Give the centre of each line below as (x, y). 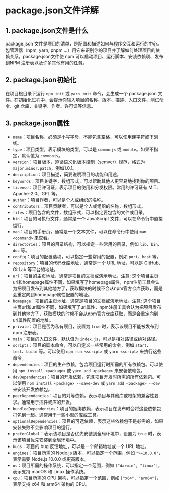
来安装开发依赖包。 (32, 389)
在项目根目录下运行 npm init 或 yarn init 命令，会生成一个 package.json (81, 93)
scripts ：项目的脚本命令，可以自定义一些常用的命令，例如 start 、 (82, 345)
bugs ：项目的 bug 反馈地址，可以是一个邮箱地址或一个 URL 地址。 (81, 446)
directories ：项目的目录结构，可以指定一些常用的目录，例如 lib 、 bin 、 (87, 244)
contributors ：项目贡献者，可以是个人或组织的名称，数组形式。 (79, 206)
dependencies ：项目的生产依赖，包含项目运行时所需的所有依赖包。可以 (86, 364)
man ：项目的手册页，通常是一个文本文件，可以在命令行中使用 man (79, 231)
